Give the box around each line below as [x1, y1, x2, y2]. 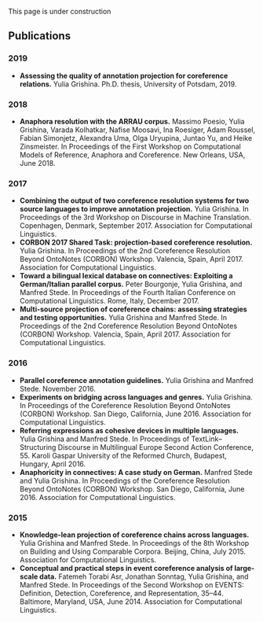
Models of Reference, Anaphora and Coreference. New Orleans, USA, [19, 149, 246, 160]
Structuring [19, 442, 57, 451]
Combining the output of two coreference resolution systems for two [19, 196, 250, 205]
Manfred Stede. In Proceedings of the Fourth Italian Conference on [19, 288, 236, 297]
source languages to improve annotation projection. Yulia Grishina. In [19, 204, 249, 214]
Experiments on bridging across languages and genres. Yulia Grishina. [19, 392, 253, 402]
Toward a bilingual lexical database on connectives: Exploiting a [19, 271, 233, 281]
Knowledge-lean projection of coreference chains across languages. [19, 530, 250, 539]
